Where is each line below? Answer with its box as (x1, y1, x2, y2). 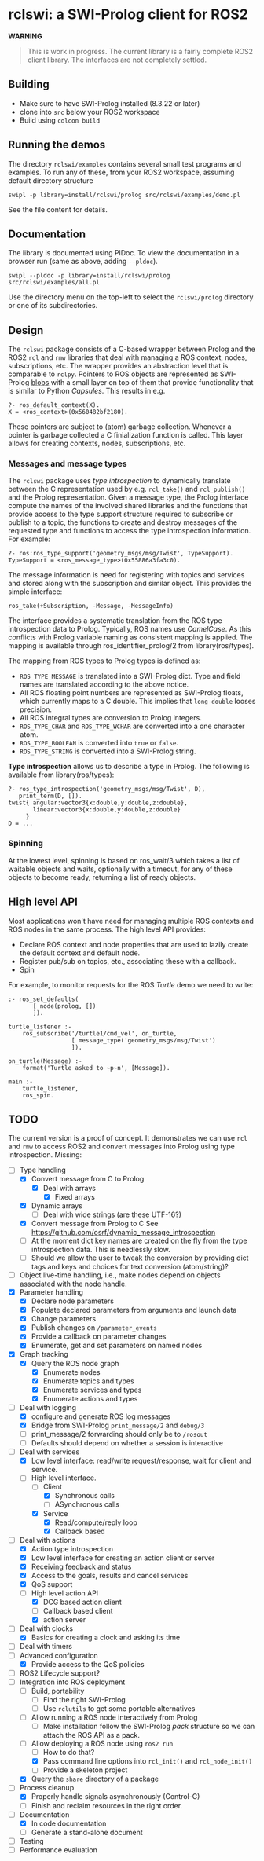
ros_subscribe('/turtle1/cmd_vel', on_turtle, (22, 1029, 178, 1038)
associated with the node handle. (19, 1279, 127, 1289)
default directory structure (8, 175, 93, 185)
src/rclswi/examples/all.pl (8, 279, 101, 287)
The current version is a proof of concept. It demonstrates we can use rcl (8, 1134, 248, 1143)
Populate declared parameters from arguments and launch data (31, 1306, 237, 1315)
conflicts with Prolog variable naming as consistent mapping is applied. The (8, 632, 253, 642)
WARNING (8, 31, 42, 41)
